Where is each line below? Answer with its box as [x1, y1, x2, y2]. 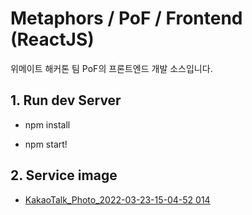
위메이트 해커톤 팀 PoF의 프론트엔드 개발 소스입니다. [10, 62, 213, 74]
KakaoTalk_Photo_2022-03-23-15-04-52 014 [24, 193, 211, 206]
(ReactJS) [10, 28, 95, 51]
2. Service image [10, 167, 118, 184]
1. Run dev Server [10, 92, 122, 109]
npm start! [24, 138, 68, 150]
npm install [24, 118, 71, 131]
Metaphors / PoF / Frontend [10, 7, 243, 30]
